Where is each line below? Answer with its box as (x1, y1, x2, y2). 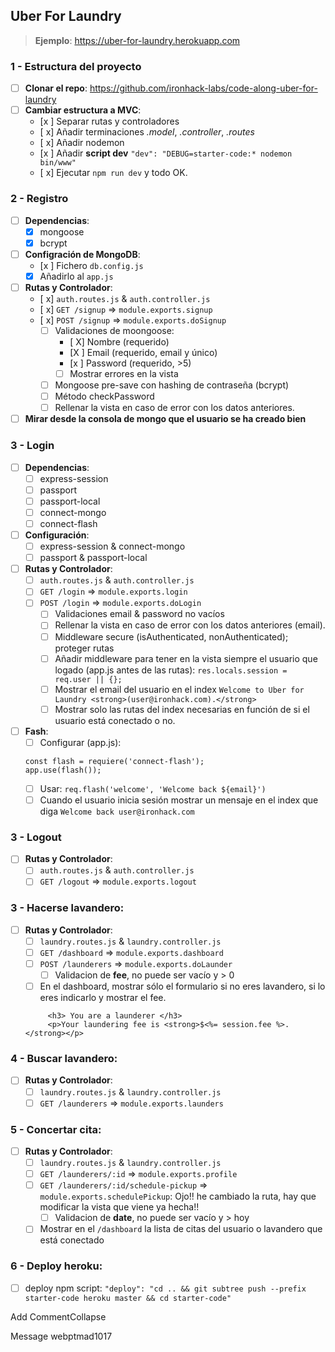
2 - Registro (10, 192, 69, 206)
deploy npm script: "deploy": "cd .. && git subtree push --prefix (24, 1282, 307, 1294)
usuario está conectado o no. (54, 714, 176, 726)
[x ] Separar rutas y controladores (39, 115, 180, 128)
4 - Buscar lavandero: (10, 1052, 118, 1066)
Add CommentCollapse (10, 1310, 107, 1323)
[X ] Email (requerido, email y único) (69, 346, 218, 358)
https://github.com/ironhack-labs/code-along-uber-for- (89, 82, 318, 94)
